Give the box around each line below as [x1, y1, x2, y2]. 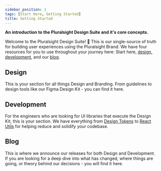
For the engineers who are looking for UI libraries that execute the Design [5, 113, 151, 119]
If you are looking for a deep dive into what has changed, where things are [5, 155, 153, 161]
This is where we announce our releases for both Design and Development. [5, 150, 156, 156]
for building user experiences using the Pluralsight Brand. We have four [5, 44, 147, 50]
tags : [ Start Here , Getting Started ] [5, 12, 81, 16]
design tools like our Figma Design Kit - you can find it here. [5, 86, 124, 92]
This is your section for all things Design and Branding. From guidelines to [5, 81, 152, 87]
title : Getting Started [5, 16, 53, 21]
